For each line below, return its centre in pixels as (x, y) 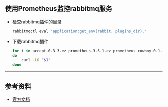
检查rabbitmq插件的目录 (37, 22)
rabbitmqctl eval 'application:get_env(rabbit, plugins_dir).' (80, 31)
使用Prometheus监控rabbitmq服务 (59, 9)
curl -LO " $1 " (36, 60)
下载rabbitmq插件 (30, 41)
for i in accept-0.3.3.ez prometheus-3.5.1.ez (62, 51)
